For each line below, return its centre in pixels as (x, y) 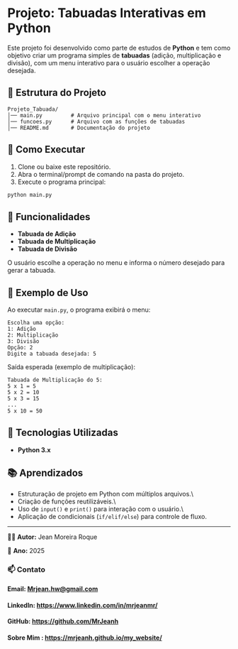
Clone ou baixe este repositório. (64, 167)
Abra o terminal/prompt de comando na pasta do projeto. (101, 174)
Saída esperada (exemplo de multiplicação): (72, 367)
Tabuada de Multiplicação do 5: (55, 380)
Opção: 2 (20, 348)
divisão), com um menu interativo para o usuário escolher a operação (109, 62)
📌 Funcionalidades (49, 217)
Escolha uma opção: (36, 323)
